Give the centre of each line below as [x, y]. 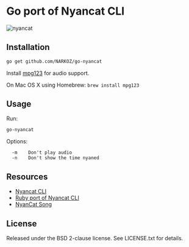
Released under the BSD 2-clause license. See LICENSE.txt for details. [95, 238]
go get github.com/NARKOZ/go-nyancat [54, 61]
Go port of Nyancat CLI [66, 11]
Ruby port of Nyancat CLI [47, 198]
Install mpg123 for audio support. [48, 73]
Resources [27, 177]
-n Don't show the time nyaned [55, 158]
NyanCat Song [34, 204]
